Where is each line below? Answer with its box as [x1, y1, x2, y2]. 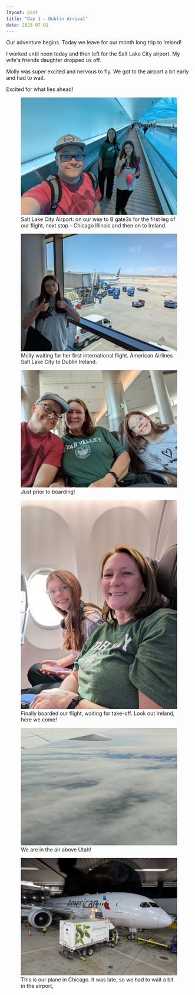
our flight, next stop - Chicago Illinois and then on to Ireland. [21, 222, 167, 229]
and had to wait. [6, 74, 45, 82]
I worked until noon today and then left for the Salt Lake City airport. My [6, 50, 180, 57]
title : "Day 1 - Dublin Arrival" [6, 15, 88, 22]
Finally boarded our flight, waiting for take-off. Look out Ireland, [21, 710, 175, 717]
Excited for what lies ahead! [6, 86, 74, 93]
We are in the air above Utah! [21, 846, 91, 853]
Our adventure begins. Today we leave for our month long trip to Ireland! [6, 39, 182, 46]
